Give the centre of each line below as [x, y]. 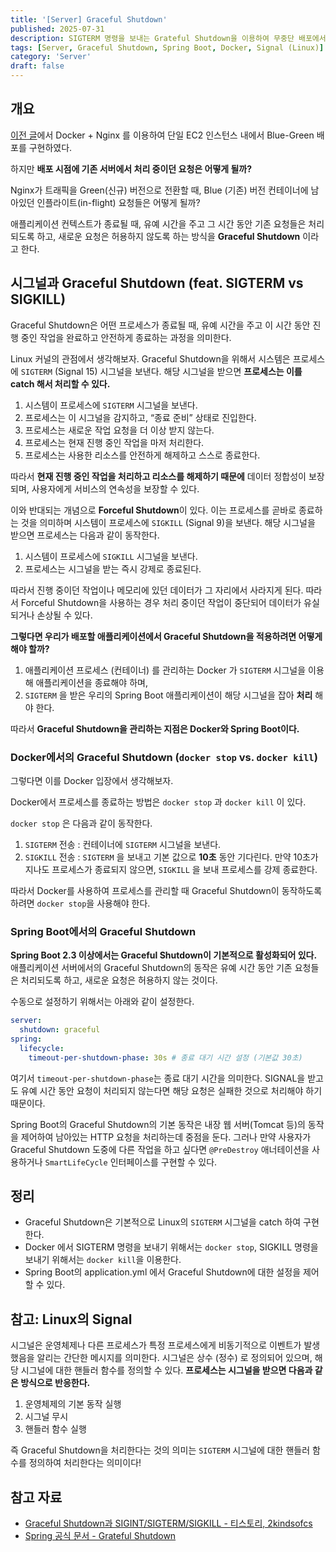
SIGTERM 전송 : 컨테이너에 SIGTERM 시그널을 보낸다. [123, 844]
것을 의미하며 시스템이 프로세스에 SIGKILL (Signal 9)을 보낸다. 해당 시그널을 [168, 522]
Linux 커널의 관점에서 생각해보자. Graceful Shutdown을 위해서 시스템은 [150, 358]
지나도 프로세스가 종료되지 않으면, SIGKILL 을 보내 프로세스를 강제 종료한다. [171, 869]
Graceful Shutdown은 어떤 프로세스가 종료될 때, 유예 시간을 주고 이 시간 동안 [160, 325]
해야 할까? [30, 648]
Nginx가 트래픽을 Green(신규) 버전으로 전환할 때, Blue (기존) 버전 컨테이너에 [159, 190]
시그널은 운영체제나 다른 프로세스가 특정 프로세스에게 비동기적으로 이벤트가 [156, 1345]
